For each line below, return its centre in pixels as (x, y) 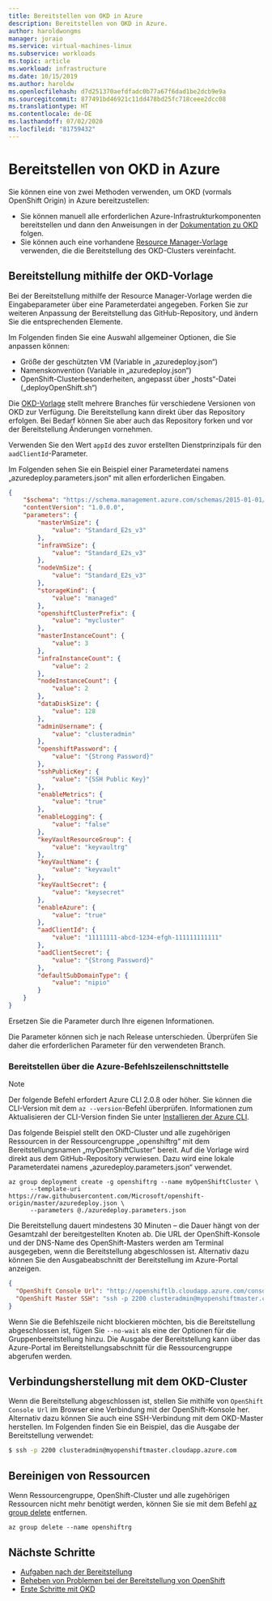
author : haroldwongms (45, 31)
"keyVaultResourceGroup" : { (85, 839)
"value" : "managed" (84, 598)
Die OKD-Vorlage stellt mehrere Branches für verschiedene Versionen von (132, 403)
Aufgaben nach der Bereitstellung (76, 1572)
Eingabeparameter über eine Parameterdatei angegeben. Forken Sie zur (128, 304)
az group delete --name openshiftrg (70, 1528)
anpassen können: (39, 346)
